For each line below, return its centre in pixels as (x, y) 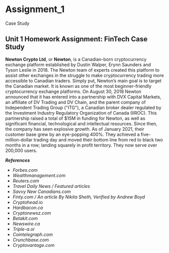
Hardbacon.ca (28, 208)
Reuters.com (26, 181)
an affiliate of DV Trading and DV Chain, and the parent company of (75, 102)
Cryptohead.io (28, 202)
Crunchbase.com (31, 240)
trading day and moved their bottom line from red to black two (98, 139)
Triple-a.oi (23, 229)
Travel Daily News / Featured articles (51, 186)
